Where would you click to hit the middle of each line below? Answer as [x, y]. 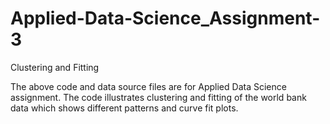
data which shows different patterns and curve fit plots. [124, 108]
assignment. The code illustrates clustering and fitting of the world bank [158, 97]
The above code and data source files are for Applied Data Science [148, 86]
